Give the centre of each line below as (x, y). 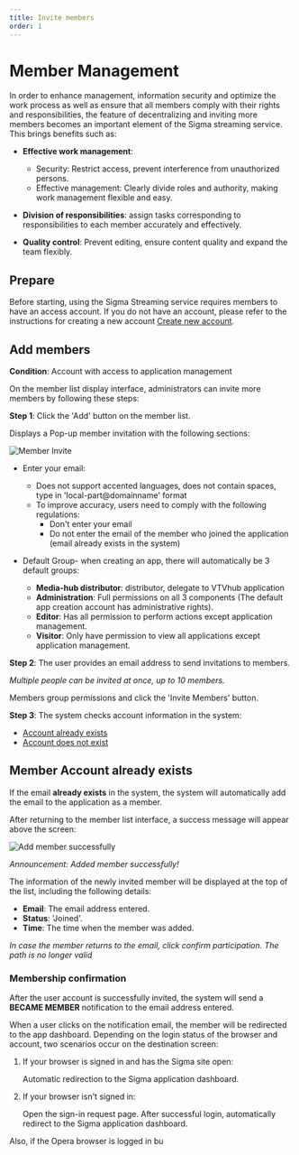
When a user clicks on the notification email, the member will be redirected (148, 1025)
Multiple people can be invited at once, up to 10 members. (117, 680)
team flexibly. (47, 252)
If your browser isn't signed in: (79, 1096)
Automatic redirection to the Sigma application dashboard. (131, 1079)
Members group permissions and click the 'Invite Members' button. (134, 698)
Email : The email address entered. (86, 909)
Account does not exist (65, 743)
